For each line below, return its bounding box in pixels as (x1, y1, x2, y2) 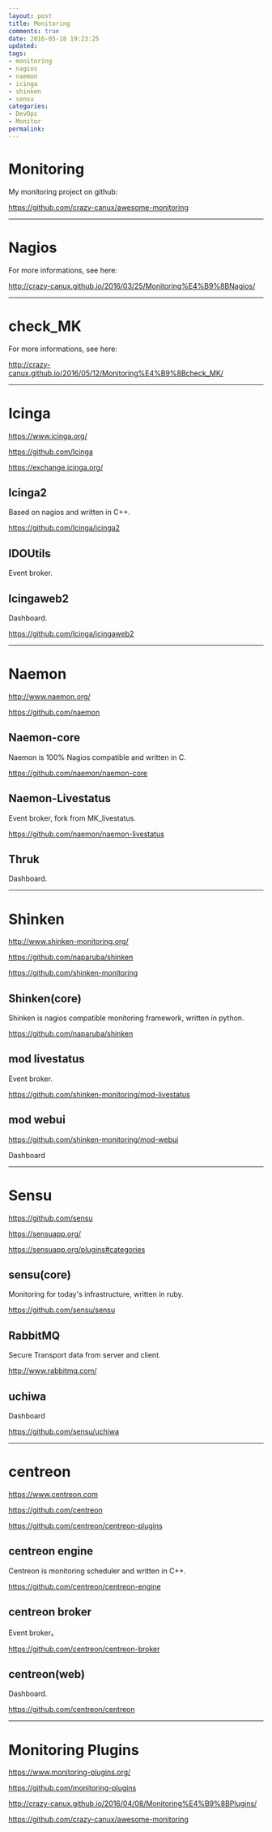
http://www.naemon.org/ (8, 691, 91, 701)
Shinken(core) (8, 991, 83, 1006)
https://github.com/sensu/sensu (8, 1305, 116, 1315)
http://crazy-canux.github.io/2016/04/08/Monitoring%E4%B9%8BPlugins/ (8, 1799, 257, 1808)
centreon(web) (8, 1667, 86, 1681)
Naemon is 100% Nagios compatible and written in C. (8, 752, 186, 762)
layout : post (8, 11, 53, 20)
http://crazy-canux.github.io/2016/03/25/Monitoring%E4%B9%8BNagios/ (8, 281, 256, 290)
